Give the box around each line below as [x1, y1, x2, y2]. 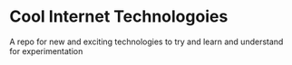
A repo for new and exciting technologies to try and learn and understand [9, 36, 284, 47]
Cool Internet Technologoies [9, 6, 229, 27]
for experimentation [9, 45, 83, 56]
